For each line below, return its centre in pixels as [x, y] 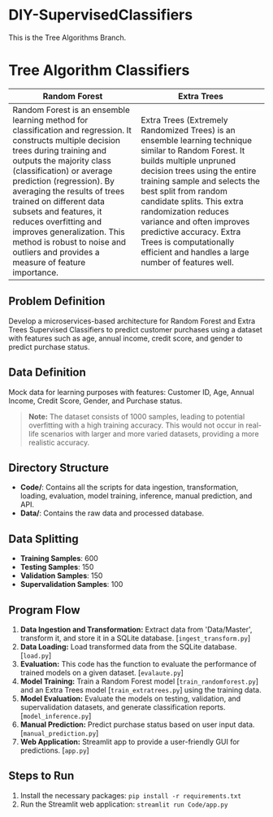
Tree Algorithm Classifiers [99, 70]
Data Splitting [43, 539]
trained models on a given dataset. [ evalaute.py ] [102, 672]
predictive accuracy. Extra [191, 232]
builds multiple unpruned [188, 160]
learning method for [50, 120]
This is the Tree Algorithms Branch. [67, 37]
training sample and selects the [200, 180]
